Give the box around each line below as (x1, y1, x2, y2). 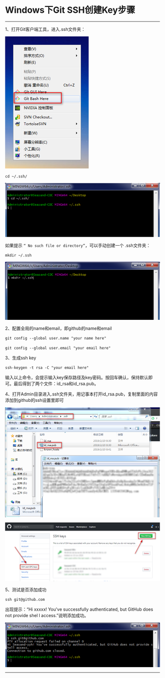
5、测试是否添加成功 (5, 587, 47, 593)
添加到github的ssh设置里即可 (5, 397, 64, 403)
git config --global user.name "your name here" (5, 336, 107, 340)
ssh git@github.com (5, 597, 45, 602)
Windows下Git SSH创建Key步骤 (5, 4, 136, 16)
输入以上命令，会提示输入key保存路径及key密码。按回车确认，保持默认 (5, 374, 149, 380)
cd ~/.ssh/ (5, 174, 27, 179)
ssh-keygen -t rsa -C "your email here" (5, 365, 89, 370)
